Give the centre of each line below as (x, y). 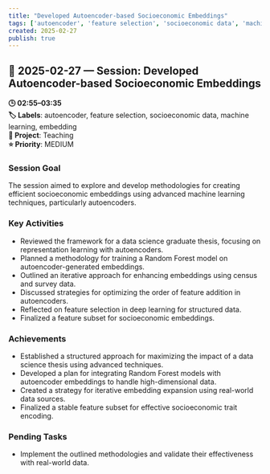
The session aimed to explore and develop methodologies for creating (125, 186)
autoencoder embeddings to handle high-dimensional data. (118, 382)
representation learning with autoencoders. (92, 249)
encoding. (37, 415)
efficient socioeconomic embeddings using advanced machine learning (127, 194)
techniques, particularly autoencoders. (72, 202)
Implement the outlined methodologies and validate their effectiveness (137, 454)
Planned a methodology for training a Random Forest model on (124, 258)
